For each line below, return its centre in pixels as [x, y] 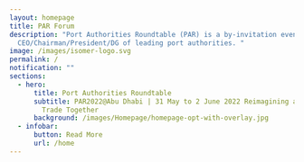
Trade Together [71, 110]
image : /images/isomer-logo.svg [70, 51]
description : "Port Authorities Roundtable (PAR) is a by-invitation [143, 34]
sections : [28, 76]
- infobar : [38, 127]
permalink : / [34, 59]
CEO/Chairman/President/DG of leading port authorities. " [131, 43]
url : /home [54, 143]
